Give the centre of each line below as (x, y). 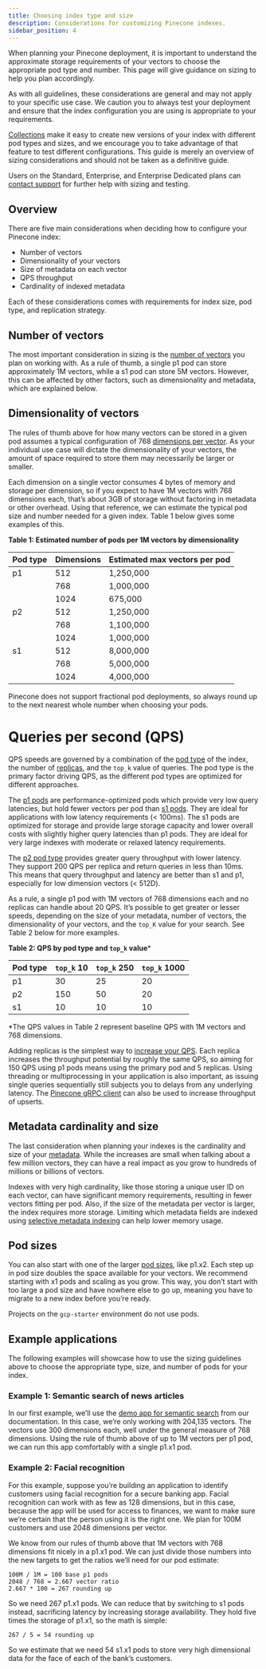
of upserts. (26, 1101)
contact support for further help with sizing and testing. (99, 184)
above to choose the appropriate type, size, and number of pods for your (128, 1367)
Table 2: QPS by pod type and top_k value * (80, 948)
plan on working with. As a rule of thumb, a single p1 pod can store (117, 363)
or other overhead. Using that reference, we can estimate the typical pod (128, 507)
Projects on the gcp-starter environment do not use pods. (104, 1314)
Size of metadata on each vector (73, 270)
